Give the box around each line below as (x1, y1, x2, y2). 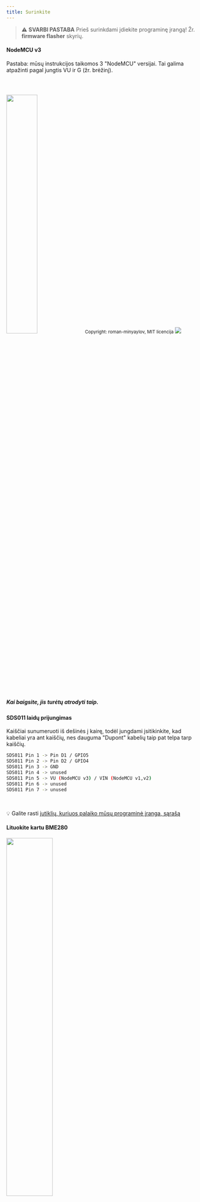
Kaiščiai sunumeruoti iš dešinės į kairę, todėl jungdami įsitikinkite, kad (6, 728, 182, 735)
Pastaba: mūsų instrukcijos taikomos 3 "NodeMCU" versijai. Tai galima (6, 59, 184, 67)
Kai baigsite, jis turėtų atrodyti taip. (6, 698, 99, 706)
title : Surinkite (6, 9, 51, 15)
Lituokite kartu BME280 (6, 824, 69, 831)
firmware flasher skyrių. (21, 32, 84, 40)
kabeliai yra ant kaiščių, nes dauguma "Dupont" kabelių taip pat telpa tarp (6, 734, 192, 741)
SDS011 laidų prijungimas (6, 714, 72, 721)
